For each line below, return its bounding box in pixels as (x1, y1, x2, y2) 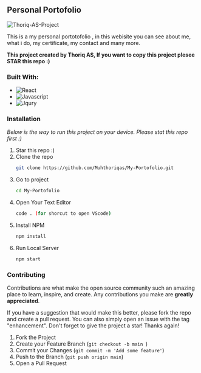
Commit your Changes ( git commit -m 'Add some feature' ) (15, 347, 165, 354)
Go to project (15, 176, 49, 183)
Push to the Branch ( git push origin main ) (15, 353, 124, 361)
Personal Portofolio (7, 5, 81, 15)
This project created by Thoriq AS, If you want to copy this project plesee (7, 51, 195, 58)
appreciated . (7, 298, 40, 305)
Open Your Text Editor (15, 199, 72, 206)
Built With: (7, 72, 39, 81)
